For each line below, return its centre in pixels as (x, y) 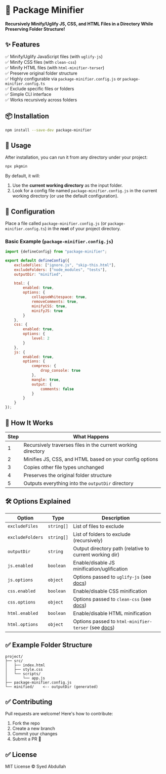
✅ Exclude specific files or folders (40, 88)
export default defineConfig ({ (37, 261)
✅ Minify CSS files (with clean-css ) (41, 62)
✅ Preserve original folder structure (41, 73)
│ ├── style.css (24, 669)
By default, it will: (23, 176)
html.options (23, 624)
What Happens (91, 436)
